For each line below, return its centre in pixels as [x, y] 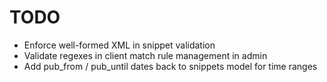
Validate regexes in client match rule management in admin [145, 55]
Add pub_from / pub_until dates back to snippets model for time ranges [170, 66]
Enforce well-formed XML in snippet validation [119, 45]
